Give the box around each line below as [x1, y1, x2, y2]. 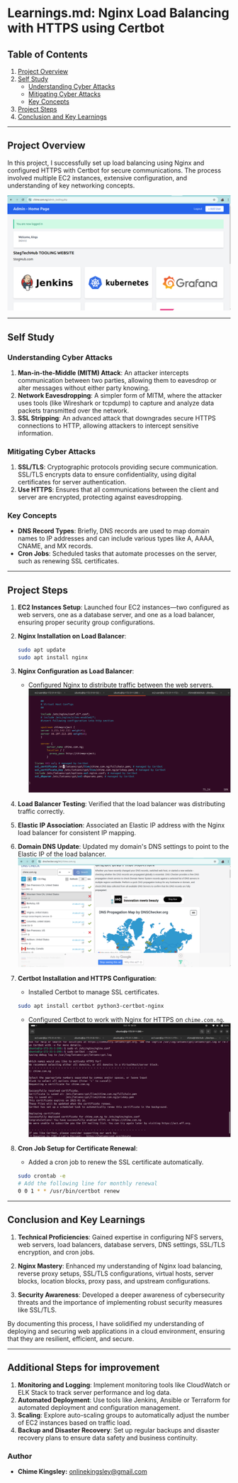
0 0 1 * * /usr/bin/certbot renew [17, 1188, 120, 1195]
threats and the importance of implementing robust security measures [17, 1298, 223, 1306]
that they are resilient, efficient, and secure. [7, 1334, 135, 1343]
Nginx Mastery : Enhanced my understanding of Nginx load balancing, [17, 1261, 223, 1270]
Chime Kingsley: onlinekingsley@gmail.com [17, 1467, 147, 1475]
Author [7, 1451, 33, 1461]
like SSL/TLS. [17, 1305, 57, 1314]
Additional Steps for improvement [7, 1362, 160, 1374]
